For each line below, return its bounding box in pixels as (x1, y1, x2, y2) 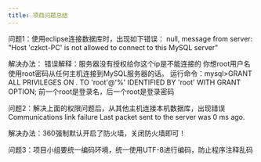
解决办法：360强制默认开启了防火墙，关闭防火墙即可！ (8, 128, 187, 138)
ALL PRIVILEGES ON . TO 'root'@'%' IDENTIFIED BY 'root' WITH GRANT (8, 77, 241, 87)
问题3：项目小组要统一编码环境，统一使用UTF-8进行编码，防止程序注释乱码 (8, 145, 253, 154)
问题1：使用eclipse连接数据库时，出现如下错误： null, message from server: (8, 34, 253, 43)
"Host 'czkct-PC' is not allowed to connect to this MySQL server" (8, 42, 219, 52)
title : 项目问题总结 (8, 11, 68, 20)
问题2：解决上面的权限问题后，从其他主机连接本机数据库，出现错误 (8, 103, 226, 113)
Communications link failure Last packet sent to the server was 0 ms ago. (8, 112, 245, 121)
